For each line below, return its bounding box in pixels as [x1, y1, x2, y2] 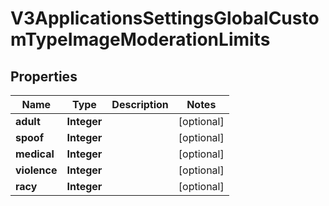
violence [15, 163, 58, 177]
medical [15, 147, 55, 161]
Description [111, 98, 169, 111]
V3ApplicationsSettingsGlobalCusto [10, 7, 320, 30]
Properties [10, 68, 78, 85]
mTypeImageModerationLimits [10, 28, 271, 51]
